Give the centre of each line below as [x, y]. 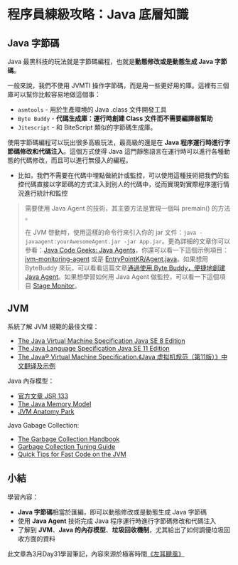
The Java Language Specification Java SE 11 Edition [94, 348]
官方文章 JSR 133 [43, 396]
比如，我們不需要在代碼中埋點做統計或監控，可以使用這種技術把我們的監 [123, 175]
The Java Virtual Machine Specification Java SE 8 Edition [102, 340]
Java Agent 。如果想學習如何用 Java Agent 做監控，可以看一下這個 [122, 277]
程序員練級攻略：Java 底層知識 [98, 15]
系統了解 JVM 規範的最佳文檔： [53, 326]
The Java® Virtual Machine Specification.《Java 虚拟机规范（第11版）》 [119, 357]
